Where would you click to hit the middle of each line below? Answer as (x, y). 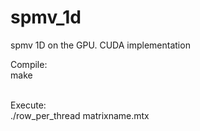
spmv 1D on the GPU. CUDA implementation (100, 45)
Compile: (29, 64)
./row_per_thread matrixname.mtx (80, 115)
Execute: (28, 105)
